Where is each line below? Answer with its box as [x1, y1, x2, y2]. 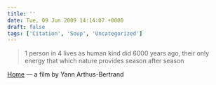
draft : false [7, 23, 46, 30]
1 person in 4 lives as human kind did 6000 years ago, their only [24, 49, 210, 58]
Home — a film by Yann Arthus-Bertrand [7, 70, 124, 79]
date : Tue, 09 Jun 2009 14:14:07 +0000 [7, 17, 124, 24]
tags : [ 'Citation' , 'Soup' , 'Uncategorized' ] [7, 30, 142, 37]
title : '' [7, 10, 36, 18]
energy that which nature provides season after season [24, 57, 184, 65]
